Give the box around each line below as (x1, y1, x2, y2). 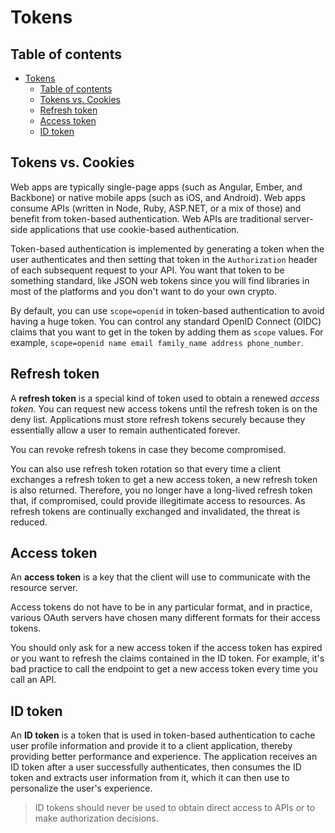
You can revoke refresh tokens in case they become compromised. (10, 443, 287, 455)
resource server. (10, 582, 78, 594)
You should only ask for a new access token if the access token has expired (10, 642, 323, 654)
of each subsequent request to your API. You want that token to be (10, 264, 285, 276)
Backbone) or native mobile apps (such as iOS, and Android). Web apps (10, 191, 306, 203)
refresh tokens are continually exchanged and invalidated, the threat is (10, 505, 301, 517)
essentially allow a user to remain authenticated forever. (10, 424, 241, 436)
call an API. (10, 674, 57, 686)
